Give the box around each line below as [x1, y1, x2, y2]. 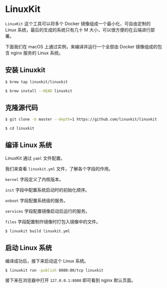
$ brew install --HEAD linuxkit [5, 88, 72, 93]
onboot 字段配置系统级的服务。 [5, 197, 68, 203]
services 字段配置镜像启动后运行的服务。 [5, 208, 90, 214]
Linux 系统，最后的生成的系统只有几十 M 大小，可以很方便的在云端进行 [5, 26, 151, 33]
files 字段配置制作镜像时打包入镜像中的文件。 [5, 218, 101, 225]
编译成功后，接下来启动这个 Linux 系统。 [5, 258, 89, 264]
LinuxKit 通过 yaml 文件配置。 [5, 155, 65, 161]
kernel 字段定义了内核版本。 [5, 176, 64, 182]
